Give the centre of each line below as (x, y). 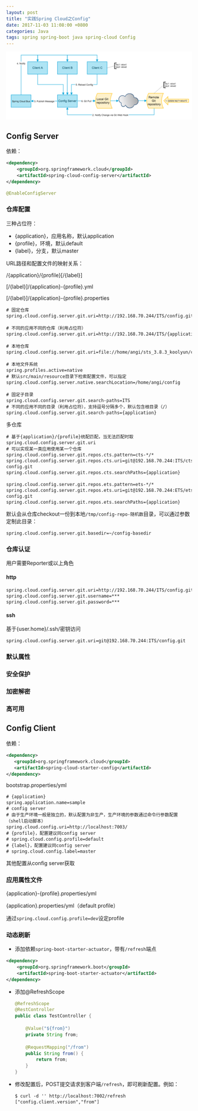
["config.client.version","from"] (57, 1102)
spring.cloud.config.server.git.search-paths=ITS (68, 400)
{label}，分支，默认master (47, 251)
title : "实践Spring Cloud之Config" (48, 19)
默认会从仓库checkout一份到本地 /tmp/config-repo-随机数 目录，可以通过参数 (98, 514)
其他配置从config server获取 (40, 863)
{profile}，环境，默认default (49, 243)
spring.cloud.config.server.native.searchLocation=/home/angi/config (93, 382)
